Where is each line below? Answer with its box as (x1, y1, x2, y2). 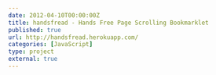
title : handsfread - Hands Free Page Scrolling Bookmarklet (8, 19, 210, 27)
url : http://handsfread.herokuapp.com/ (8, 33, 139, 41)
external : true (8, 55, 58, 63)
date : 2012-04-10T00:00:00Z (8, 11, 101, 20)
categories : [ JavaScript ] (8, 41, 93, 48)
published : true (8, 26, 61, 34)
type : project (8, 48, 55, 55)
